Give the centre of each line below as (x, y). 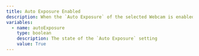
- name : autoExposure (38, 28)
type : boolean (34, 33)
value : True (31, 44)
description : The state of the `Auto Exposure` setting (87, 38)
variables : (20, 22)
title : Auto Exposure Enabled (44, 11)
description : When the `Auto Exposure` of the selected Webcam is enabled (100, 17)
